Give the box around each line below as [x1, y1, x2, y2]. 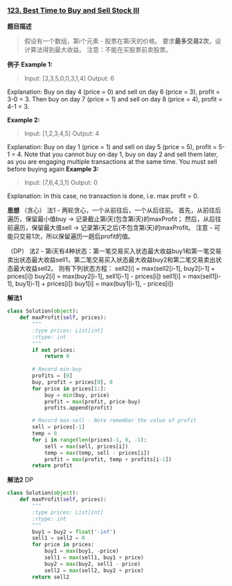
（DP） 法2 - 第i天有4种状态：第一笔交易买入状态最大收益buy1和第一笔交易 [7, 247, 222, 256]
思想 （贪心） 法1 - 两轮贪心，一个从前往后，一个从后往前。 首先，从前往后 [7, 206, 222, 215]
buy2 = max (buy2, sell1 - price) [44, 560, 141, 567]
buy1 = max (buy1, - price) [44, 548, 119, 555]
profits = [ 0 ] [32, 372, 73, 380]
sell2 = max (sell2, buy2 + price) [44, 567, 144, 574]
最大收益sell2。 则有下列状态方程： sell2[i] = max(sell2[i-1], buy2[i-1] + [12, 265, 216, 273]
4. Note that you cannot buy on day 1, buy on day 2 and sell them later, [17, 150, 218, 158]
